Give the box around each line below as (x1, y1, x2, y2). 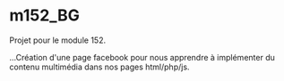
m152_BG (9, 5, 81, 26)
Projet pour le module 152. (9, 35, 106, 45)
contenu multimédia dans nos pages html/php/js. (9, 61, 190, 72)
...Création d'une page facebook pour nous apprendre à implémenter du (9, 52, 275, 62)
